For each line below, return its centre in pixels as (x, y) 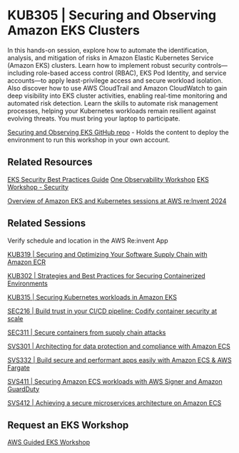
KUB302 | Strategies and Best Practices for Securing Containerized (106, 275)
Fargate (19, 367)
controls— (213, 65)
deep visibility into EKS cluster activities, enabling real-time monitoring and (117, 96)
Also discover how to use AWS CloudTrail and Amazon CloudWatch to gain (117, 88)
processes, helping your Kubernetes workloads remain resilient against (112, 111)
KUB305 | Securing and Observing (112, 15)
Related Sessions (47, 224)
